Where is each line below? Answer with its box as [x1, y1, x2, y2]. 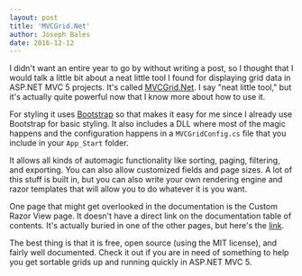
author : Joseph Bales [9, 30, 91, 39]
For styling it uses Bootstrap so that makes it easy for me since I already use [9, 109, 293, 120]
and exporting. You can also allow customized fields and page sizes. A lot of [9, 165, 293, 175]
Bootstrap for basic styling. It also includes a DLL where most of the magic [9, 119, 287, 129]
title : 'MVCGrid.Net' [9, 22, 91, 31]
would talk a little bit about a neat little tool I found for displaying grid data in [9, 73, 291, 84]
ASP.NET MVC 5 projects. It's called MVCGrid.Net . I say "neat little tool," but [9, 82, 292, 93]
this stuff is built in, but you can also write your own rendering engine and [9, 174, 283, 185]
